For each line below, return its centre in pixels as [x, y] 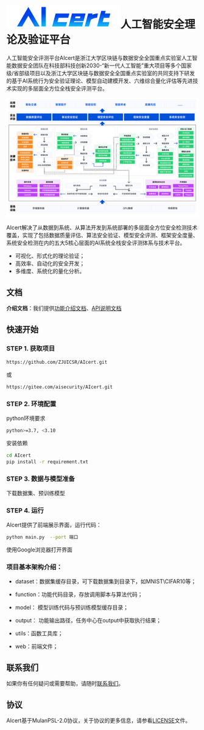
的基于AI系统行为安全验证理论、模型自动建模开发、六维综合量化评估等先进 [100, 81]
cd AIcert [19, 455]
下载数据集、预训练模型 [36, 493]
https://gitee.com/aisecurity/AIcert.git [60, 387]
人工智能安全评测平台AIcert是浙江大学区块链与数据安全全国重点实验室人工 [99, 57]
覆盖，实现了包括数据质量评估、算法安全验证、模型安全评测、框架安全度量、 [102, 235]
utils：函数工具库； [39, 633]
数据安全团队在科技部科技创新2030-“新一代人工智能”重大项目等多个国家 [101, 65]
